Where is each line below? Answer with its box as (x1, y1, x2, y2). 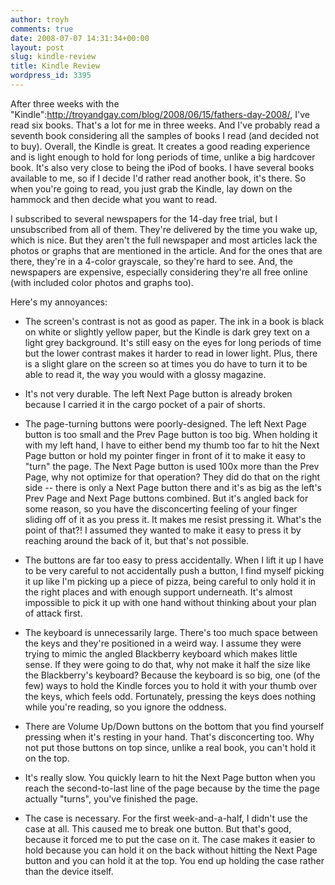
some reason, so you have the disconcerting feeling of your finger (24, 502, 298, 515)
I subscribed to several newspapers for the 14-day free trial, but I (10, 212, 278, 225)
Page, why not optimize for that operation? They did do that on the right (24, 471, 321, 483)
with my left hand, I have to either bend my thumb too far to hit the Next (24, 439, 320, 451)
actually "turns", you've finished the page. (24, 792, 198, 805)
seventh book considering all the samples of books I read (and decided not (10, 129, 320, 141)
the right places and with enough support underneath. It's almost (24, 586, 293, 598)
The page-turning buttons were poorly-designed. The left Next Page (24, 417, 307, 430)
